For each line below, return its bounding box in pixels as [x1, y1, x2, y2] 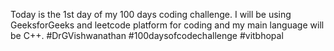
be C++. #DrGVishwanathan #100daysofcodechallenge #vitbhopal [10, 30, 284, 41]
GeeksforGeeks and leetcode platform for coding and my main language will [10, 19, 325, 31]
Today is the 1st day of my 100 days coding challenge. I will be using [10, 9, 292, 20]
